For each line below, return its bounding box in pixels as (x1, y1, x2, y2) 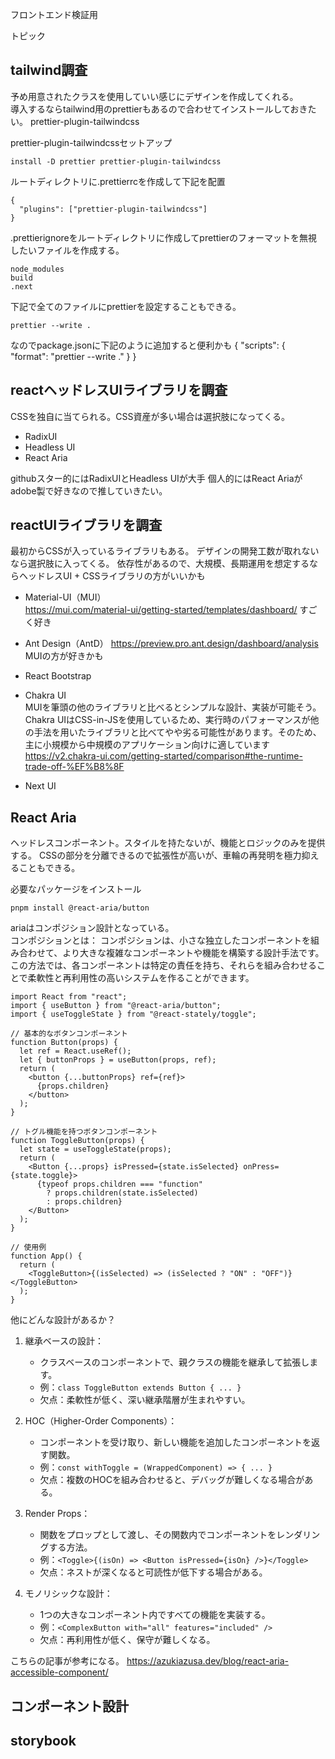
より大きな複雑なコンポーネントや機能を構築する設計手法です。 (62, 947, 325, 959)
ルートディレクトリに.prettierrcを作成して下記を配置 (10, 175, 226, 187)
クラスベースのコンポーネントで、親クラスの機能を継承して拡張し (39, 1356, 310, 1368)
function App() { (10, 1251, 83, 1262)
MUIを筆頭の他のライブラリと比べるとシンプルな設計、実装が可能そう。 (24, 701, 322, 713)
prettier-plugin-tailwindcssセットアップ (10, 136, 173, 148)
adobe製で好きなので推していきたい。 (10, 484, 168, 497)
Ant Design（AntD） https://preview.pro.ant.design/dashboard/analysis (24, 638, 319, 650)
